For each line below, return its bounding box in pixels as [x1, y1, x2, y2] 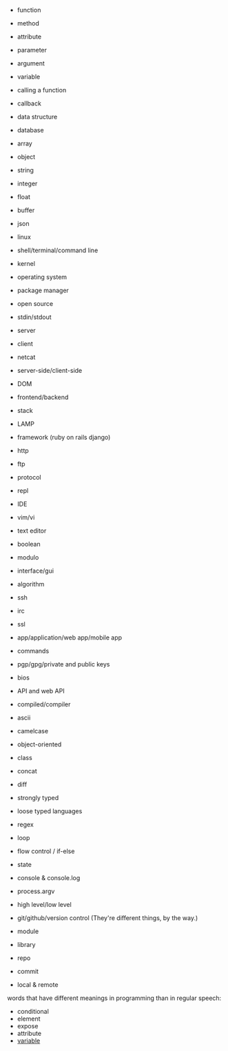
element [17, 1014, 41, 1023]
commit [17, 968, 39, 975]
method [17, 19, 40, 27]
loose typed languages [17, 807, 83, 815]
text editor [17, 527, 47, 535]
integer [17, 179, 38, 187]
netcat [17, 353, 36, 361]
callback [17, 99, 41, 108]
